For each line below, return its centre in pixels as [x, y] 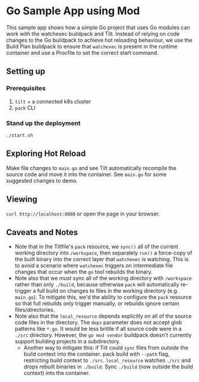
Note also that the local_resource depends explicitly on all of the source [103, 316]
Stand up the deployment [44, 123]
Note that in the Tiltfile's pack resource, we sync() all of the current [96, 247]
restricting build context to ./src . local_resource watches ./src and [107, 361]
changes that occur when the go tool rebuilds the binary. [83, 272]
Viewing [22, 200]
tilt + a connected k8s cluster [53, 101]
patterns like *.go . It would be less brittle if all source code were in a [98, 329]
